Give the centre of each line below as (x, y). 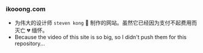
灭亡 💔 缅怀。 (31, 30)
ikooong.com (26, 9)
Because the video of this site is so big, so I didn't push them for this (101, 37)
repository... (30, 43)
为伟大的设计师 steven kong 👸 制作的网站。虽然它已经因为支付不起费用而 (106, 23)
